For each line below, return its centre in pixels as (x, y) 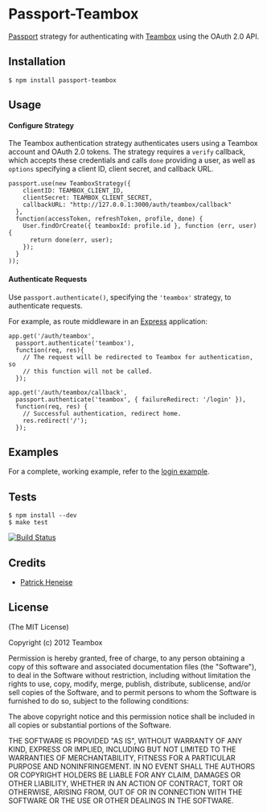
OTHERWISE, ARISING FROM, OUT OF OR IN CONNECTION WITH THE (125, 792)
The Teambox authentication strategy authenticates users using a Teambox (133, 143)
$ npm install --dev (43, 516)
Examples (33, 452)
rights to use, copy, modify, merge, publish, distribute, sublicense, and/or (129, 684)
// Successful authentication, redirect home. (102, 413)
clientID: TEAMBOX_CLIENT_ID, (74, 191)
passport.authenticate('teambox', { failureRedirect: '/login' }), (131, 400)
